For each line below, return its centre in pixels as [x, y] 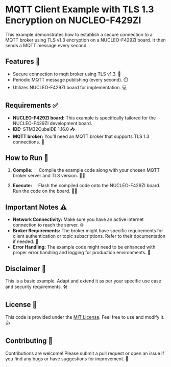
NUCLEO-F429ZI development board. [52, 123]
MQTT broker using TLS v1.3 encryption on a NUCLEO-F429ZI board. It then [86, 40]
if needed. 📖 [26, 241]
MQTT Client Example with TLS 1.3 [80, 9]
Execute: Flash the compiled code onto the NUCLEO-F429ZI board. [87, 186]
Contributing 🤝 [29, 341]
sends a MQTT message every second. [46, 45]
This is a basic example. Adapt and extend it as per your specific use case [83, 281]
